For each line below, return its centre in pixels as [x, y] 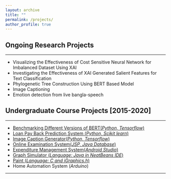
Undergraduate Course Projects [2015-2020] [78, 111]
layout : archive [22, 10]
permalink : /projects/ [29, 19]
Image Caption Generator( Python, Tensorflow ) [61, 139]
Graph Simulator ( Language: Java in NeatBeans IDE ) [68, 155]
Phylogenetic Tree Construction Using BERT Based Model [73, 84]
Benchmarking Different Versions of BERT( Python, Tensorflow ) [79, 128]
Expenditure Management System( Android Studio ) [65, 149]
